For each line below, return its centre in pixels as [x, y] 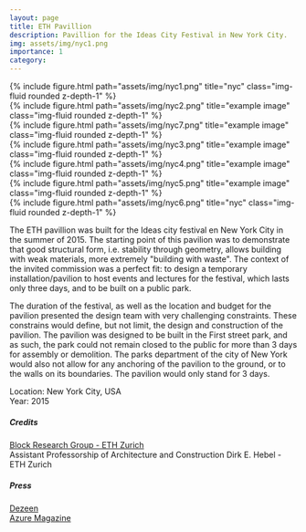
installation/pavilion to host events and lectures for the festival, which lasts [149, 278]
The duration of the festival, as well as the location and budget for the [141, 306]
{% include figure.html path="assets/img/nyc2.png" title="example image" [150, 105]
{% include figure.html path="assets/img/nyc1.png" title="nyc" [127, 86]
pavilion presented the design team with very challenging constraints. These [153, 315]
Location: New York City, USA [65, 391]
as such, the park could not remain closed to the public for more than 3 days [153, 344]
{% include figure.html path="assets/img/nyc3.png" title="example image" [150, 144]
